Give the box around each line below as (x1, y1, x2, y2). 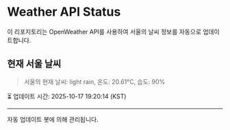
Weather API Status (7, 4, 121, 20)
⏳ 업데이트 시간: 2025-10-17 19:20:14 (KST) (7, 92, 127, 100)
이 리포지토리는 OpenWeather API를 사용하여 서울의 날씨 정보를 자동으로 (7, 27, 202, 36)
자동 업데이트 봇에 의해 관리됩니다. (7, 115, 99, 123)
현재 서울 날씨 (7, 58, 62, 70)
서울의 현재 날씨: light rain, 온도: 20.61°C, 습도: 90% (23, 77, 166, 86)
